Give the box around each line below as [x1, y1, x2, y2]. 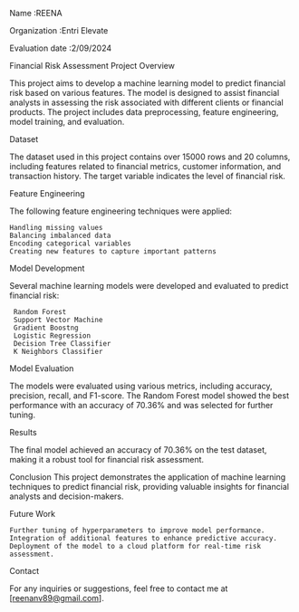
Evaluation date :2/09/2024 [9, 43, 112, 53]
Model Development [9, 263, 85, 273]
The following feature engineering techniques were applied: [9, 206, 233, 216]
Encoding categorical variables [9, 239, 131, 248]
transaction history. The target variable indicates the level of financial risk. [9, 171, 285, 181]
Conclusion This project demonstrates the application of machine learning [9, 472, 286, 483]
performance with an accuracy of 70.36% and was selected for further [9, 400, 274, 410]
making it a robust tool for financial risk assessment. [9, 454, 205, 464]
